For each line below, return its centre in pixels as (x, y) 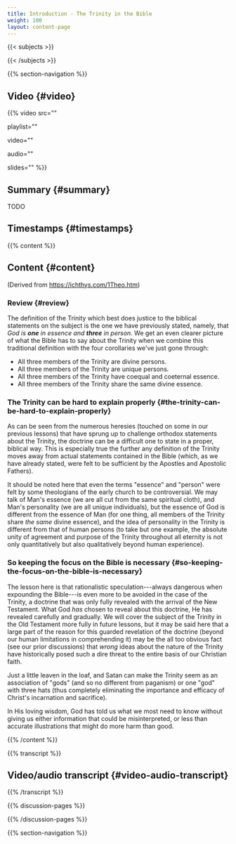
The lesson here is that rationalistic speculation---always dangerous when (115, 587)
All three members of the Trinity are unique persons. (93, 369)
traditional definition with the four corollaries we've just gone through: (108, 348)
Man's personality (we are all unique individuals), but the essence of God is (116, 507)
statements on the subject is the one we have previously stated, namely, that (118, 325)
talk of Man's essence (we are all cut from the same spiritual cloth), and (111, 500)
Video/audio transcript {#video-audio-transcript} (118, 775)
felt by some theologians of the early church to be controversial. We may (112, 492)
